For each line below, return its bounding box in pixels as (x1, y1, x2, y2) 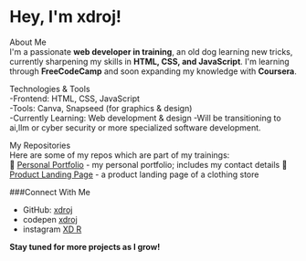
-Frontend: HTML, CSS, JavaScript (9, 93, 140, 104)
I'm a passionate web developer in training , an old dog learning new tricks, (9, 46, 293, 57)
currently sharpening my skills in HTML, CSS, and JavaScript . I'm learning (9, 56, 290, 67)
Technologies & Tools (9, 83, 90, 94)
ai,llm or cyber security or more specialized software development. (9, 121, 262, 133)
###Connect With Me (9, 186, 91, 197)
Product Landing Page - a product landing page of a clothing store (9, 169, 259, 180)
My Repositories (9, 140, 71, 151)
